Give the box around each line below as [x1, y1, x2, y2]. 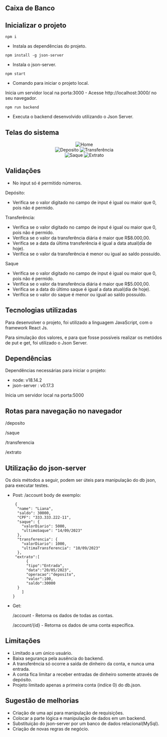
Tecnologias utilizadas [5, 306, 77, 315]
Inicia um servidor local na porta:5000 [5, 392, 84, 398]
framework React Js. [5, 324, 49, 330]
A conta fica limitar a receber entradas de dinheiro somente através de [12, 671, 159, 677]
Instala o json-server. [12, 62, 57, 68]
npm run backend [5, 105, 39, 110]
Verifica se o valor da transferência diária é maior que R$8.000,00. [12, 235, 150, 241]
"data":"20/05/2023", [26, 568, 71, 573]
